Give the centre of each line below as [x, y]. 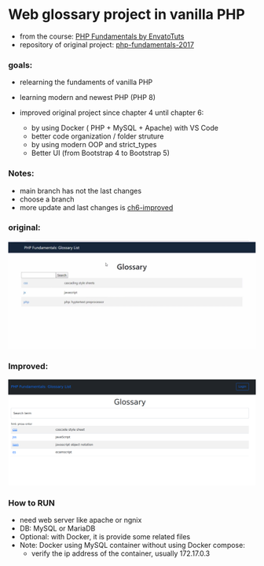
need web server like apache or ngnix [81, 520]
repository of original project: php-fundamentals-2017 [107, 44]
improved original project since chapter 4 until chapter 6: [112, 113]
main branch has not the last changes [81, 191]
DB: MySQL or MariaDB [57, 528]
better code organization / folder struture [97, 136]
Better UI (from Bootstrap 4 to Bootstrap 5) [101, 153]
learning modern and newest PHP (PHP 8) [87, 98]
